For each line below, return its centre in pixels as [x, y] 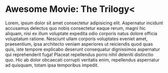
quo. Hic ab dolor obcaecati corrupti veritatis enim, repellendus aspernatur [82, 60]
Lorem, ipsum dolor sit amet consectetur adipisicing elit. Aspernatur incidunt [84, 23]
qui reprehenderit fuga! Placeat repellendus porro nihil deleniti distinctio [79, 54]
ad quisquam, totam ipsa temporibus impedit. [52, 65]
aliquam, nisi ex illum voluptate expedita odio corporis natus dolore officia [81, 33]
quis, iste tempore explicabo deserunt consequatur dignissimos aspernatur [83, 49]
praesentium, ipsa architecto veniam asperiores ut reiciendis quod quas [79, 44]
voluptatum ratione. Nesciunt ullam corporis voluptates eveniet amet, [76, 39]
